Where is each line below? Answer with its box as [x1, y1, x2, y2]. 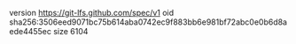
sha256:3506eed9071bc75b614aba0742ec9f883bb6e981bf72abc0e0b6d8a [9, 17, 288, 27]
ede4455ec [9, 26, 51, 36]
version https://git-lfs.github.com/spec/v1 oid [9, 8, 175, 18]
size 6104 [52, 26, 89, 36]
